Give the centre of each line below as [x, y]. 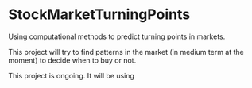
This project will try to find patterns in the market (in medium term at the [126, 52]
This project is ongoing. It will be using [72, 75]
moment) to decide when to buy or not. [72, 60]
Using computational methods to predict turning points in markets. [117, 36]
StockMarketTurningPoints [99, 15]
